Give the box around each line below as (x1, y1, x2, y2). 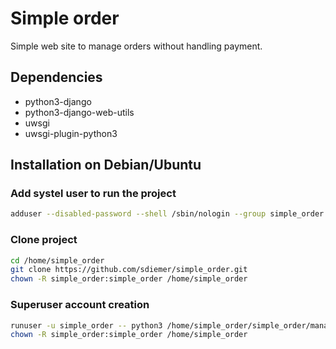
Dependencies (10, 69, 103, 86)
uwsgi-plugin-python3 (24, 127, 118, 139)
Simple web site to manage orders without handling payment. (10, 40, 263, 52)
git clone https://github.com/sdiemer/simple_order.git (10, 265, 248, 275)
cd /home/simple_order (10, 255, 105, 266)
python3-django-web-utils (24, 106, 135, 118)
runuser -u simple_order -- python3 (10, 320, 163, 331)
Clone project (10, 233, 78, 247)
